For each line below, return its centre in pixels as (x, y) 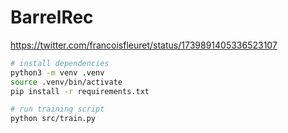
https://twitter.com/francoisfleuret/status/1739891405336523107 (144, 45)
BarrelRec (52, 17)
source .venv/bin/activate (66, 82)
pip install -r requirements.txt (80, 91)
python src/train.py (53, 119)
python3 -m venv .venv (57, 72)
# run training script (57, 109)
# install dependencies (60, 63)
